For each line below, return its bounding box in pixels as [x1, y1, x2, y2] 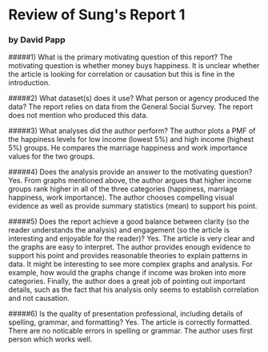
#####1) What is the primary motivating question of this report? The [8, 52, 233, 62]
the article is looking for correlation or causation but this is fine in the [8, 70, 235, 79]
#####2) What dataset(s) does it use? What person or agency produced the [8, 94, 260, 103]
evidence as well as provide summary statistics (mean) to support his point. [8, 201, 258, 211]
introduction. [8, 78, 50, 87]
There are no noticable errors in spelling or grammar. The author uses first [8, 326, 254, 336]
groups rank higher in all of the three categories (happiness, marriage [8, 184, 238, 194]
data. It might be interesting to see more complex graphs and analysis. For [8, 259, 254, 269]
